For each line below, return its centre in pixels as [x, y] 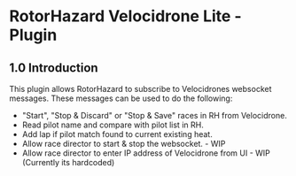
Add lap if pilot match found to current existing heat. [117, 134]
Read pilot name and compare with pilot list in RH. [113, 125]
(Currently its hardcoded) [68, 162]
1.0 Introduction [54, 68]
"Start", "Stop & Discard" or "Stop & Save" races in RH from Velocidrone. [155, 115]
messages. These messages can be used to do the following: [121, 98]
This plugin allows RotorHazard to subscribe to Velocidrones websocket [140, 89]
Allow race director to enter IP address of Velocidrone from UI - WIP [146, 153]
